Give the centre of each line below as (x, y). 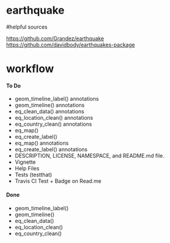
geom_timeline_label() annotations (57, 99)
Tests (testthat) (33, 175)
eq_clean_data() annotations (49, 111)
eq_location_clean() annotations (54, 118)
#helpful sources (27, 27)
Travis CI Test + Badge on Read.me (58, 181)
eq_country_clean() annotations (53, 124)
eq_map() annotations (42, 143)
